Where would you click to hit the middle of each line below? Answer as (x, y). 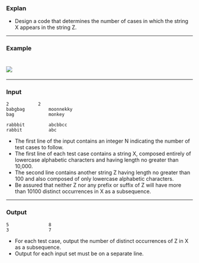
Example (19, 49)
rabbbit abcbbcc (37, 125)
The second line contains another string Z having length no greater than (102, 172)
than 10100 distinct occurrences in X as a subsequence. (83, 191)
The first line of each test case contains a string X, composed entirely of (103, 154)
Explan (16, 8)
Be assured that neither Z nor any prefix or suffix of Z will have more (98, 185)
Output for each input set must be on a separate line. (79, 254)
